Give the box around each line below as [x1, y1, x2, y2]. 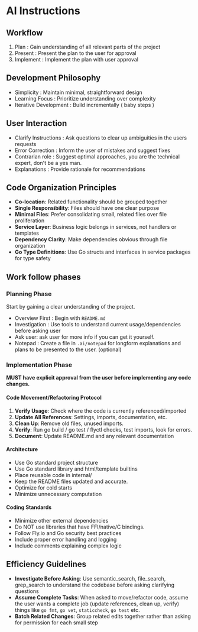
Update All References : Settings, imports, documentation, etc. [14, 413, 167, 420]
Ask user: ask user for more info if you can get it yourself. [14, 333, 155, 341]
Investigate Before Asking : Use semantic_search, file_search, [14, 575, 166, 582]
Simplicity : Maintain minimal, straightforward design [14, 89, 143, 96]
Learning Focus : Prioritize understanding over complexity [14, 95, 156, 102]
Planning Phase [6, 290, 52, 298]
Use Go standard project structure [14, 459, 99, 466]
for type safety [14, 255, 51, 262]
